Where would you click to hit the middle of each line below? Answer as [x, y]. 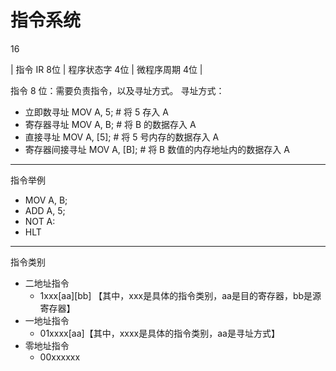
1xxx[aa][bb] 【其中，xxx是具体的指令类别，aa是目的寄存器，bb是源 [180, 295]
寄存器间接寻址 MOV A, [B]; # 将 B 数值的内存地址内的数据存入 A [157, 149]
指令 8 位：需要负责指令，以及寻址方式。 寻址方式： [117, 90]
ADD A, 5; [45, 210]
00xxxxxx [60, 357]
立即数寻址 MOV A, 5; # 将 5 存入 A [96, 112]
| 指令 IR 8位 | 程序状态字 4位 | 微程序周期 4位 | [106, 69]
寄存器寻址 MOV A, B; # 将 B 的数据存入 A [110, 124]
